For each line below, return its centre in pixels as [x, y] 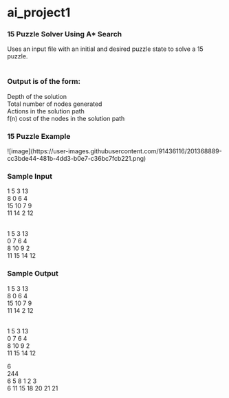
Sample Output [33, 274]
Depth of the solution [37, 96]
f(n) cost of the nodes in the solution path [66, 118]
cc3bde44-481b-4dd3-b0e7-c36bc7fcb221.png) [77, 159]
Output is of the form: [44, 82]
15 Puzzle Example [39, 136]
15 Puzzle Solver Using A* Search [65, 34]
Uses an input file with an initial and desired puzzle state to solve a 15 [106, 49]
